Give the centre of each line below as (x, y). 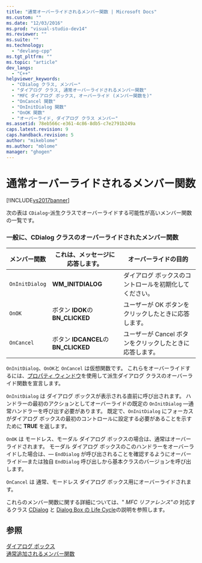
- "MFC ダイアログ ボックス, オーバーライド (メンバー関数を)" (82, 96)
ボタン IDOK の (72, 309)
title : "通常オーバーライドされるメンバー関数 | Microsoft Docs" (82, 12)
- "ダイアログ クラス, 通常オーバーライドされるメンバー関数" (79, 90)
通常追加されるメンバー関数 (41, 553)
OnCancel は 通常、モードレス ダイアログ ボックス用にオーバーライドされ (96, 482)
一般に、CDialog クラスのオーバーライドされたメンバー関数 (93, 237)
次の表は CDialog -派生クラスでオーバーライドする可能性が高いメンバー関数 (99, 213)
